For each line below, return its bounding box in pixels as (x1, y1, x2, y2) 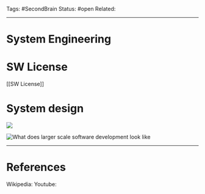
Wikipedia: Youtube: (6, 181, 57, 188)
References (6, 160, 66, 174)
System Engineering (6, 32, 112, 46)
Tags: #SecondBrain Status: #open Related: (6, 5, 116, 12)
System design (6, 102, 84, 115)
